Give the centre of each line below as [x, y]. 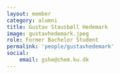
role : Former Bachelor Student [53, 40]
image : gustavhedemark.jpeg [48, 33]
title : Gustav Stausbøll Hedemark [58, 27]
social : [18, 54]
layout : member [29, 14]
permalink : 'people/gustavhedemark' [60, 47]
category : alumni [32, 20]
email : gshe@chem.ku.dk [54, 60]
